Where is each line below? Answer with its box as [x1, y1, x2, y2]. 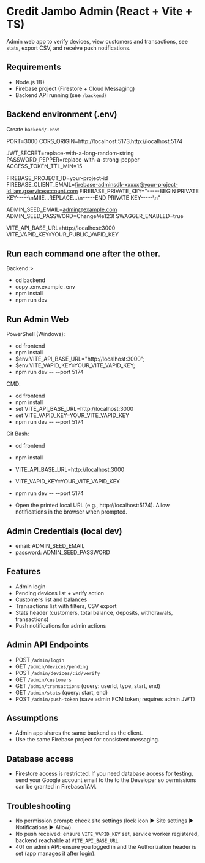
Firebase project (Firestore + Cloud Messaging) [15, 85, 135, 92]
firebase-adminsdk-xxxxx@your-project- [75, 181, 179, 188]
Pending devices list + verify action [15, 589, 104, 596]
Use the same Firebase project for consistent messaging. [15, 736, 160, 743]
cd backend [15, 276, 46, 284]
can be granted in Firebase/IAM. [15, 783, 97, 791]
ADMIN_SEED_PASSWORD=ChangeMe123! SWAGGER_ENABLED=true [6, 212, 184, 219]
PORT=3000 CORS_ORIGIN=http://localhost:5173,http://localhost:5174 [6, 137, 182, 145]
